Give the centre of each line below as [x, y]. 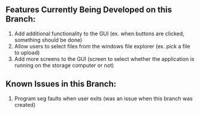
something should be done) [48, 40]
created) [25, 104]
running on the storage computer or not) [64, 65]
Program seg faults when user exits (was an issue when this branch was [103, 98]
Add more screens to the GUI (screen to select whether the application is [104, 58]
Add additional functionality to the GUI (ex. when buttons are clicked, [99, 33]
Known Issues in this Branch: [61, 84]
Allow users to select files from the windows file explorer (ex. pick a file [102, 46]
